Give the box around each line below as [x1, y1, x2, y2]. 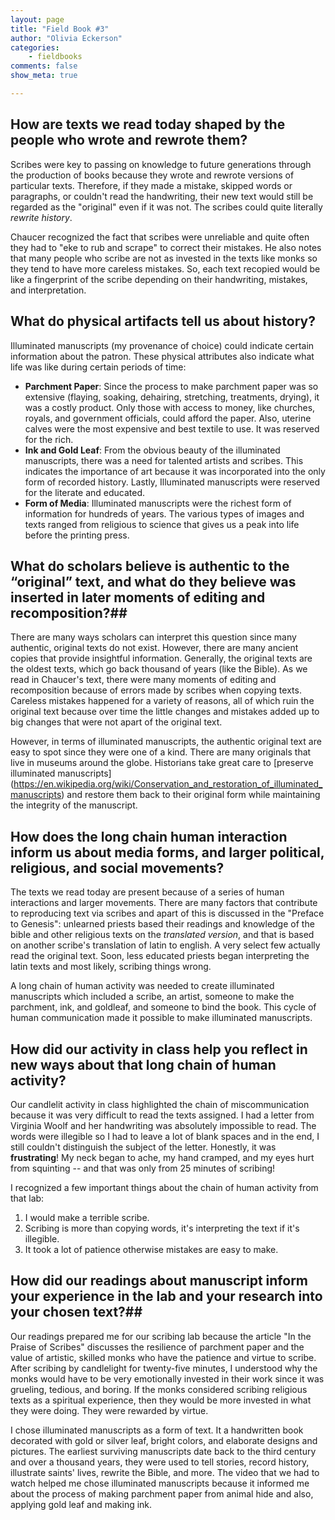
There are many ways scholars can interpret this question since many [10, 631, 297, 643]
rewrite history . [10, 211, 73, 223]
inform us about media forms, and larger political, [10, 844, 325, 861]
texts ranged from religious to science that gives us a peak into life [24, 518, 300, 530]
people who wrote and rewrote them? [10, 132, 248, 149]
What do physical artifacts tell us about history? [10, 313, 316, 330]
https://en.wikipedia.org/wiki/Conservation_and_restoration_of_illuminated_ [13, 778, 323, 790]
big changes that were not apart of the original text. [10, 716, 223, 728]
